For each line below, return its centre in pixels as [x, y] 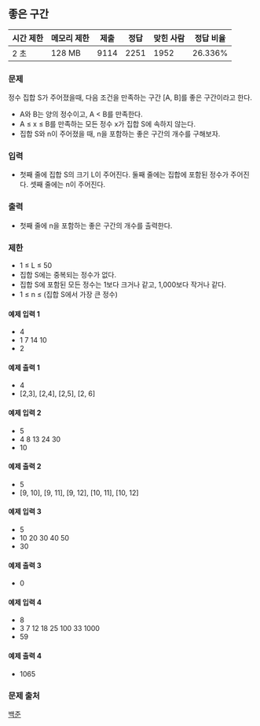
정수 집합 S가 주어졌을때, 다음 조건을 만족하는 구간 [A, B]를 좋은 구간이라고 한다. [130, 97]
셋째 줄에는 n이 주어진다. [68, 185]
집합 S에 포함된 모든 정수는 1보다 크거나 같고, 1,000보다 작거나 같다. [123, 284]
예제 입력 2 [25, 412]
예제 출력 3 [25, 565]
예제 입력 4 [25, 602]
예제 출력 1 [24, 367]
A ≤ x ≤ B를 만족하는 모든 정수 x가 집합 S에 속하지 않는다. [108, 124]
